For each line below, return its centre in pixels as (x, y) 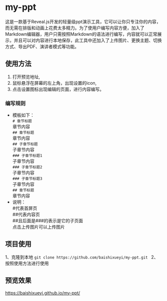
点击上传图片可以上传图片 (39, 227)
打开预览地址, (26, 77)
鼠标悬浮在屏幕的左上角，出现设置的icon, (54, 83)
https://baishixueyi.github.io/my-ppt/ (43, 293)
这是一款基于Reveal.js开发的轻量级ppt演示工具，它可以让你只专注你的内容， (83, 21)
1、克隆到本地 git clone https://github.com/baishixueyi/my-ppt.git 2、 (82, 257)
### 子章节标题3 (27, 179)
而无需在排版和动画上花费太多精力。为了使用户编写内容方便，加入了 (75, 28)
